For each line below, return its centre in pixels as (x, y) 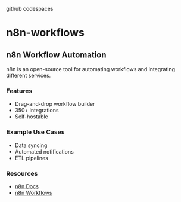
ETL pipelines (32, 158)
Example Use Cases (35, 132)
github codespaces (30, 9)
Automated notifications (44, 151)
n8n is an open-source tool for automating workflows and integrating (91, 69)
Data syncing (31, 145)
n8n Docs (26, 186)
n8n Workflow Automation (56, 55)
